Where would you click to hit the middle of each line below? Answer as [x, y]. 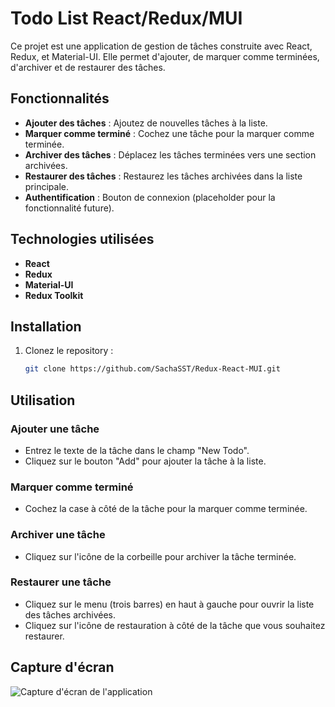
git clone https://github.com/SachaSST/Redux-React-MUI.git [152, 369]
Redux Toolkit [54, 295]
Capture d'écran [62, 667]
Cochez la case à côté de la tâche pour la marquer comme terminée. [166, 509]
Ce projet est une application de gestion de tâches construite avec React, [161, 46]
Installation [46, 326]
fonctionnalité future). [69, 208]
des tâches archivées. [70, 614]
